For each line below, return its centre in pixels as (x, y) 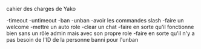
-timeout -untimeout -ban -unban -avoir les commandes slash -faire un (95, 20)
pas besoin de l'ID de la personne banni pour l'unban (72, 40)
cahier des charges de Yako (41, 9)
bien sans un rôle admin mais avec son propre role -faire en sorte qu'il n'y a (100, 33)
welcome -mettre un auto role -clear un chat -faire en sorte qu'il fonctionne (100, 27)
